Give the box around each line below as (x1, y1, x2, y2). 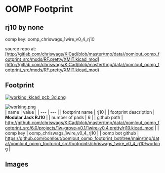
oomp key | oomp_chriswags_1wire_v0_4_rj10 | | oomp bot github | (5, 130, 139, 136)
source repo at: (5, 46, 36, 51)
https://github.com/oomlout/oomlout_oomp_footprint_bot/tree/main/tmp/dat (5, 135, 160, 141)
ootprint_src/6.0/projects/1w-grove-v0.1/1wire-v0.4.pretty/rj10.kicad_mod (5, 125, 154, 130)
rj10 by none (5, 23, 44, 32)
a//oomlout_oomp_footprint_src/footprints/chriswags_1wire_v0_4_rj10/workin (5, 140, 161, 146)
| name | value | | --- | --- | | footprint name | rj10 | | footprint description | (5, 109, 155, 115)
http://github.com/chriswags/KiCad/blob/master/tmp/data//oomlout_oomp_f (5, 120, 160, 126)
